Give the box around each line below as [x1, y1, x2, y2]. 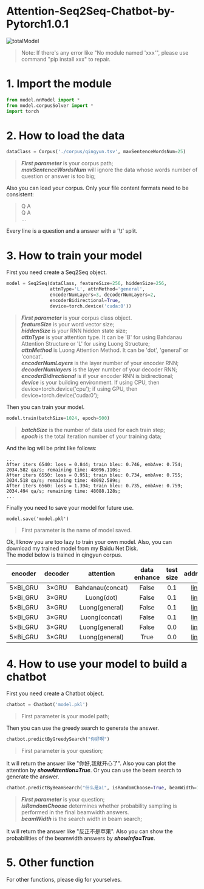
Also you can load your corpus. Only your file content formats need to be [6, 184, 189, 192]
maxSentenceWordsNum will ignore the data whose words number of [21, 166, 198, 174]
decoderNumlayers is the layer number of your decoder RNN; [21, 366, 178, 373]
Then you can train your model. [6, 403, 85, 411]
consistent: [6, 191, 35, 198]
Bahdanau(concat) [75, 583, 129, 592]
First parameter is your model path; [21, 713, 110, 720]
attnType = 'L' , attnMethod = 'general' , [49, 286, 146, 292]
